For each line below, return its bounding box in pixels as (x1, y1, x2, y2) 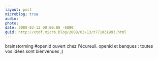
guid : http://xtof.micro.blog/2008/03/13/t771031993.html (5, 30, 126, 35)
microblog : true (5, 12, 38, 17)
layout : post (5, 7, 32, 12)
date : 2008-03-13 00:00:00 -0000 (5, 25, 74, 30)
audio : (5, 16, 19, 21)
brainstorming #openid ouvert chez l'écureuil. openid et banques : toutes (5, 43, 154, 49)
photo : (5, 20, 19, 26)
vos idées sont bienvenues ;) (5, 48, 63, 54)
